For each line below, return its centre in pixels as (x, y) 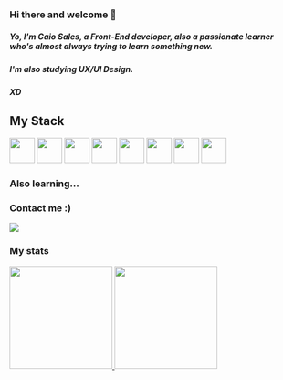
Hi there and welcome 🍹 (63, 15)
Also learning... (44, 184)
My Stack (37, 121)
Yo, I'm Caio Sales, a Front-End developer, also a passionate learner (141, 37)
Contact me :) (40, 207)
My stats (29, 251)
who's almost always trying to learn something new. (111, 46)
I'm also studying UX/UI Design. (72, 69)
